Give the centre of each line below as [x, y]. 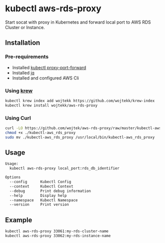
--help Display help [38, 195]
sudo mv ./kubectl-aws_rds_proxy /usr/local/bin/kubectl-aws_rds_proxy [80, 137]
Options [13, 177]
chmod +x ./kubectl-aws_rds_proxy [41, 133]
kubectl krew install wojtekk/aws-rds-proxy [51, 105]
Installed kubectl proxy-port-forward [49, 67]
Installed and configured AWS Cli [46, 78]
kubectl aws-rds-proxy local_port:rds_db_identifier [65, 168]
